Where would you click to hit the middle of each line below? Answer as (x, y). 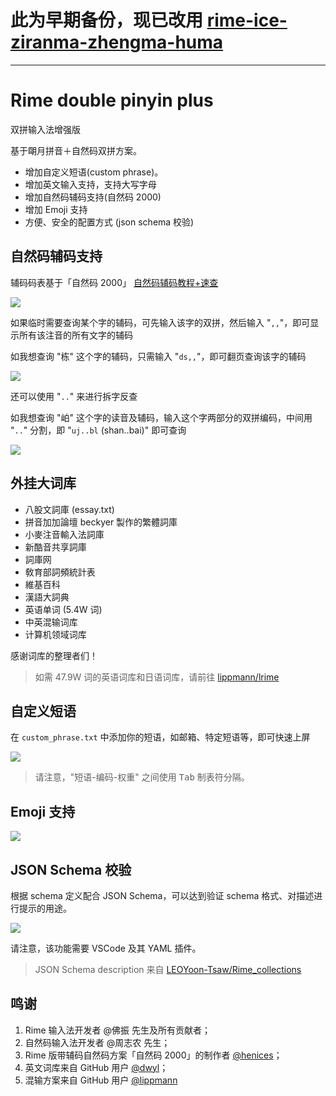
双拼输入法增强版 (45, 129)
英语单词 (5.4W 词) (63, 609)
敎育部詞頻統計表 (60, 572)
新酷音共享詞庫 (55, 547)
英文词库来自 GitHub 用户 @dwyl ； (96, 1067)
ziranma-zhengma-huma (117, 42)
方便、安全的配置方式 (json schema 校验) (109, 222)
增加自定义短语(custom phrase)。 (94, 172)
